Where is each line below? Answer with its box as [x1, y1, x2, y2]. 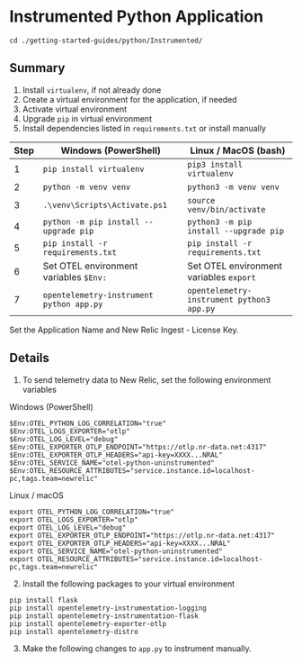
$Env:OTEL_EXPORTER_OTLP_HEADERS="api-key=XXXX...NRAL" [9, 450, 223, 459]
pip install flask [9, 595, 78, 604]
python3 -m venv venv [187, 182, 280, 192]
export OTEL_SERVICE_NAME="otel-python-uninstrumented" [9, 547, 223, 556]
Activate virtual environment [22, 104, 128, 114]
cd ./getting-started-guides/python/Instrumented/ [9, 36, 203, 45]
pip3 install [187, 159, 244, 169]
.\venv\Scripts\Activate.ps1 [42, 200, 168, 210]
